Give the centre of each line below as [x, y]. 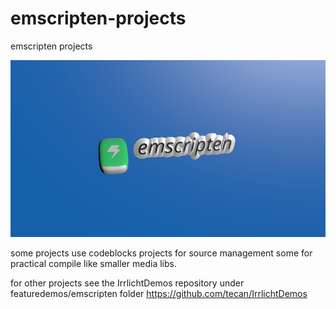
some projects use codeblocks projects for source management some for [161, 253]
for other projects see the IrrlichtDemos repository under [127, 283]
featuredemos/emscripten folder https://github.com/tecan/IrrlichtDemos [159, 294]
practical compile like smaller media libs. [93, 264]
